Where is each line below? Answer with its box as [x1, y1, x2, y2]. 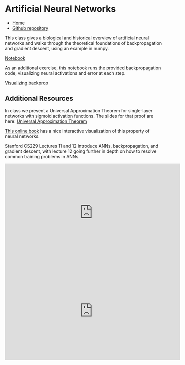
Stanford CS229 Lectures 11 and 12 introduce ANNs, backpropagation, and [5, 143, 159, 149]
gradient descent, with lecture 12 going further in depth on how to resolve [5, 148, 157, 154]
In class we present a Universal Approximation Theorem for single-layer [5, 107, 153, 113]
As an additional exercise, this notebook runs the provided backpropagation [5, 65, 161, 71]
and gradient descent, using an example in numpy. [5, 45, 109, 51]
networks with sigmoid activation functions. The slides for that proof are [5, 113, 154, 119]
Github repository [12, 25, 49, 31]
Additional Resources [5, 94, 73, 103]
